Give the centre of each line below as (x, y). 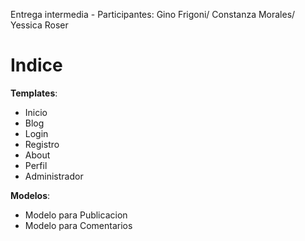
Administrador (54, 176)
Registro (42, 144)
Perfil (36, 165)
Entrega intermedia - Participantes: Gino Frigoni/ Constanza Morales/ (153, 14)
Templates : (34, 93)
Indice (36, 65)
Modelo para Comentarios (78, 225)
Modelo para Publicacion (76, 215)
